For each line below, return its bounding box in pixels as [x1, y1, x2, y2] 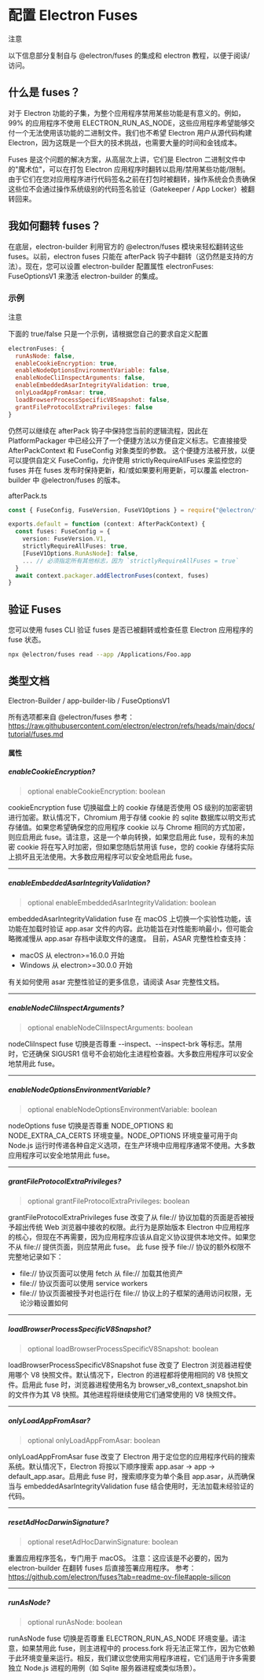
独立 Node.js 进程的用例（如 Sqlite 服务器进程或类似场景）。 [8, 1663, 200, 1673]
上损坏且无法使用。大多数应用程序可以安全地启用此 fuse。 [8, 852, 196, 862]
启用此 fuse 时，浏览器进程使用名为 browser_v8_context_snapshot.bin [21, 1380, 248, 1390]
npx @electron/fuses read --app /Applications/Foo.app [8, 651, 192, 659]
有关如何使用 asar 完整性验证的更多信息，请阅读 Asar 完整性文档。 [8, 977, 224, 987]
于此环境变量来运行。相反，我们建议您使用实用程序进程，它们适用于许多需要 [8, 1653, 256, 1663]
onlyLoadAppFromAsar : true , [15, 388, 108, 397]
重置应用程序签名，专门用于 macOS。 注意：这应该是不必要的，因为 [8, 1553, 229, 1563]
